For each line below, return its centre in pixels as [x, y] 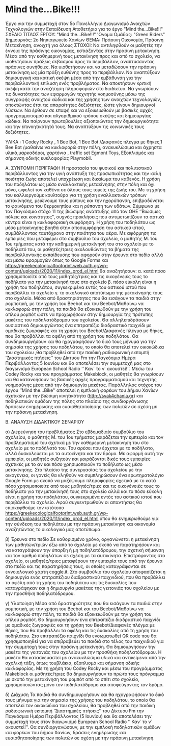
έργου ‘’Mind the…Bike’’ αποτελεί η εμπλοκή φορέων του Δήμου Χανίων [82, 390]
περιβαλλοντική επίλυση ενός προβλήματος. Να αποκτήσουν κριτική [78, 83]
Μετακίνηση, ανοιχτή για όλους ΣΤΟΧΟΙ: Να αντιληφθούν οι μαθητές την [84, 45]
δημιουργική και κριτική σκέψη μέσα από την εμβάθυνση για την [74, 78]
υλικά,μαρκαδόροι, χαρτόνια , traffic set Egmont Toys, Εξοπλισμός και [80, 153]
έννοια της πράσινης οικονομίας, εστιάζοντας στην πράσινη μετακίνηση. [83, 51]
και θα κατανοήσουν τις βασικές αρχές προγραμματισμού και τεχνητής [81, 379]
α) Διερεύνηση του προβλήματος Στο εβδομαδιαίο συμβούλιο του [75, 432]
